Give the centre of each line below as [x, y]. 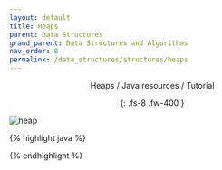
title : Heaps [34, 26]
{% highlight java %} [48, 138]
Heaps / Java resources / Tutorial [152, 85]
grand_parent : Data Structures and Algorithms [99, 43]
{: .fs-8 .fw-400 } [152, 103]
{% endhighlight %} [46, 156]
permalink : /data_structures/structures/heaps [99, 60]
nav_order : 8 [34, 52]
